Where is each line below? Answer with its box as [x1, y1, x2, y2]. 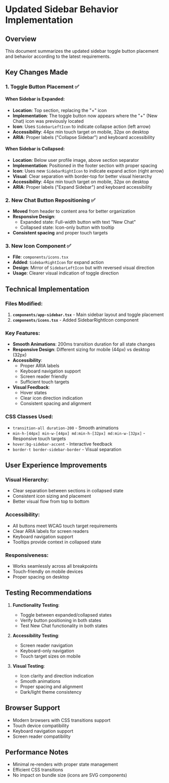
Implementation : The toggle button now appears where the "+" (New [12, 113, 158, 119]
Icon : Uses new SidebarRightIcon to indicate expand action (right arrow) [12, 167, 164, 174]
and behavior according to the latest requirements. [5, 53, 111, 59]
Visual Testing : [12, 663, 45, 669]
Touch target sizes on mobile [20, 653, 81, 659]
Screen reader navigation [20, 642, 73, 648]
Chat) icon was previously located [12, 118, 84, 124]
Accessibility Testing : [12, 632, 60, 638]
